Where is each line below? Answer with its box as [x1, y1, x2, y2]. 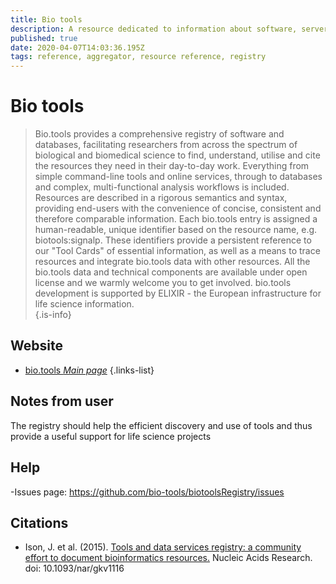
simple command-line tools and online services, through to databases [34, 171, 323, 183]
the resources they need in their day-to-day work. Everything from [34, 160, 310, 172]
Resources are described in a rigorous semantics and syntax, [34, 192, 288, 204]
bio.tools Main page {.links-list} [24, 364, 155, 376]
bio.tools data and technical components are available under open [34, 266, 308, 278]
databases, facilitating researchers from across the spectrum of [34, 139, 298, 151]
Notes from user [10, 393, 114, 410]
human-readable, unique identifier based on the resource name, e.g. [34, 224, 318, 236]
